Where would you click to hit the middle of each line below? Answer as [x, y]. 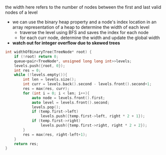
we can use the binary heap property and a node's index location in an [84, 22]
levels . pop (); [46, 107]
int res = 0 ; [28, 70]
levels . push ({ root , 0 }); [40, 66]
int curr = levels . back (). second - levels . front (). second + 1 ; [87, 84]
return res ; [26, 144]
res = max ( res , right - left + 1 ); [55, 135]
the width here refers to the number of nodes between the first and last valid [83, 7]
